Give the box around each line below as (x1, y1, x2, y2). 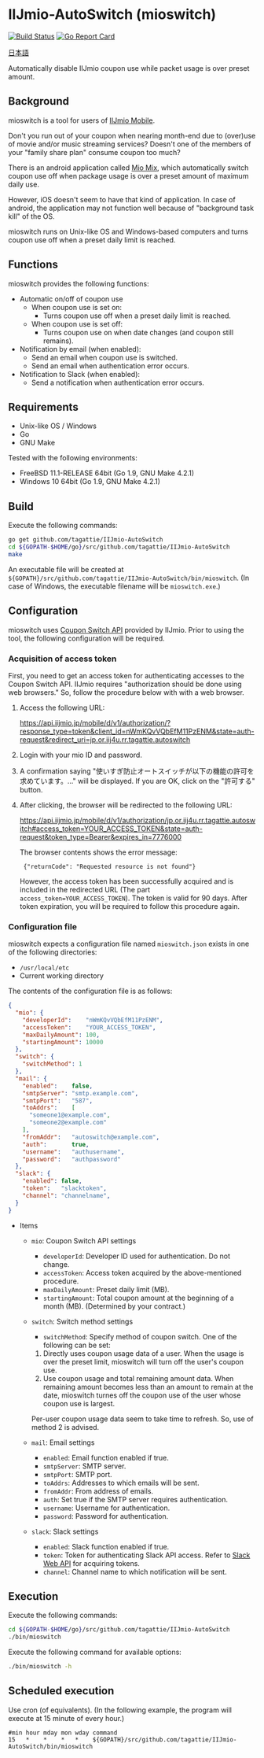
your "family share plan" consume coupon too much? (8, 147, 181, 157)
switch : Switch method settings (31, 1317, 134, 1326)
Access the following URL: (19, 703, 105, 712)
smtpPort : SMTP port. (42, 1469, 112, 1479)
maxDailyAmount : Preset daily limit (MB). (42, 1284, 170, 1294)
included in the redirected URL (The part (19, 885, 151, 894)
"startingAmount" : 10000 (22, 1038, 104, 1046)
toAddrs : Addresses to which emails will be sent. (42, 1478, 200, 1487)
